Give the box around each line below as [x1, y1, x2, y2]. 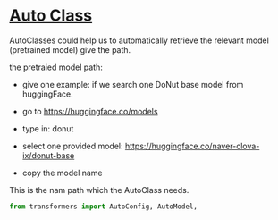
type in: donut [21, 123, 74, 134]
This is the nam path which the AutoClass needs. [9, 184, 190, 195]
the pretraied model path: [9, 62, 103, 72]
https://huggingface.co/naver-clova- [124, 140, 260, 151]
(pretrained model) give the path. [9, 44, 131, 55]
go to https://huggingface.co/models [21, 106, 158, 116]
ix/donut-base [21, 149, 75, 161]
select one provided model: [21, 140, 123, 151]
